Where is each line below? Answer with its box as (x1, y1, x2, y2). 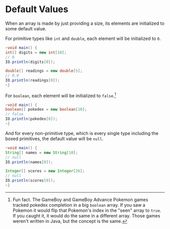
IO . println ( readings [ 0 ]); (5, 78, 60, 83)
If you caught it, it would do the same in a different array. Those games (12, 212, 160, 218)
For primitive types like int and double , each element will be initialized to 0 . (5, 35, 161, 41)
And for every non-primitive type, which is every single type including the (5, 130, 158, 136)
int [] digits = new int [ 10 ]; (5, 50, 67, 55)
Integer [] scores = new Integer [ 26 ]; (5, 168, 85, 174)
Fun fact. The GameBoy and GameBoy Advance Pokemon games (12, 196, 148, 203)
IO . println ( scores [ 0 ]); (5, 178, 56, 183)
